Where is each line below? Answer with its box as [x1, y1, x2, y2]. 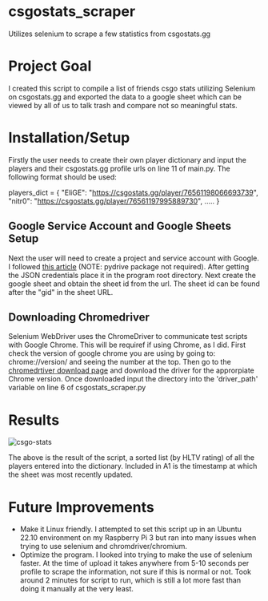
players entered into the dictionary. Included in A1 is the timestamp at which [8, 462, 258, 471]
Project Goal [8, 57, 92, 75]
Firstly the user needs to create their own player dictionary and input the [8, 155, 246, 164]
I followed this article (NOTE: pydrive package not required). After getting [8, 261, 250, 271]
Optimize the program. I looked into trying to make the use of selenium [19, 550, 253, 559]
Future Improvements [8, 498, 154, 516]
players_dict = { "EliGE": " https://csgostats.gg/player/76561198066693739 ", [8, 188, 258, 197]
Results [8, 411, 60, 429]
